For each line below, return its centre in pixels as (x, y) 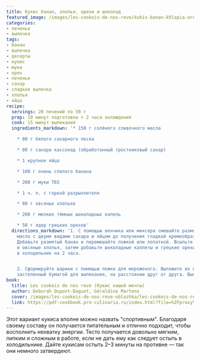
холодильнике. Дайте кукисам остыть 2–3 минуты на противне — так (95, 344)
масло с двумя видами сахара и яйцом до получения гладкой (92, 236)
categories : (21, 23)
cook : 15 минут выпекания (44, 123)
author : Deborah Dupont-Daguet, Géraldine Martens (76, 291)
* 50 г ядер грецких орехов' (53, 225)
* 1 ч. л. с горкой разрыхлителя (58, 193)
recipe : (16, 106)
